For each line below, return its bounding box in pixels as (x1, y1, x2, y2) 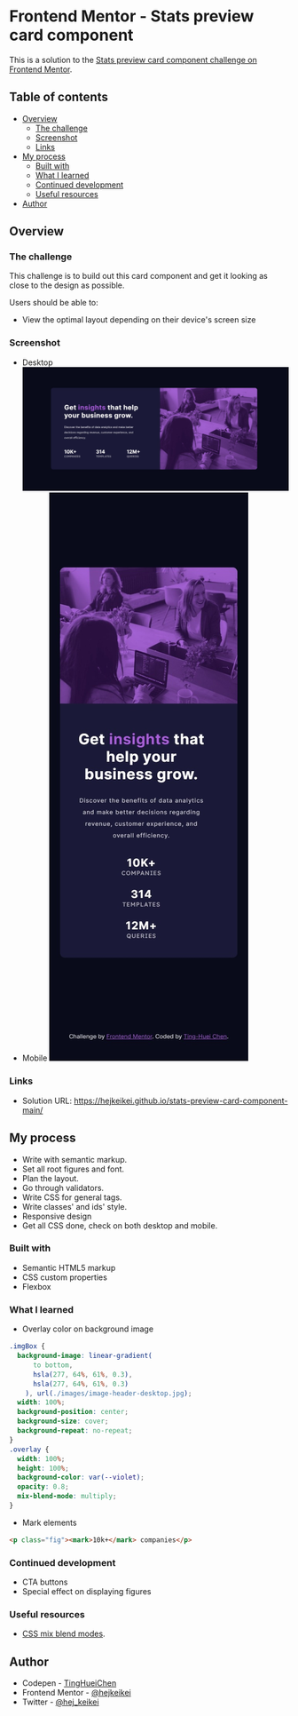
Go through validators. (21, 1182, 105, 1193)
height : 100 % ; (17, 1464, 69, 1473)
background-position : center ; (17, 1408, 129, 1417)
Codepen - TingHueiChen (21, 1678, 117, 1688)
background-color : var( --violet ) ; (17, 1473, 145, 1482)
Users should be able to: (9, 298, 99, 308)
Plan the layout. (21, 1172, 80, 1183)
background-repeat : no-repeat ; (17, 1426, 133, 1435)
